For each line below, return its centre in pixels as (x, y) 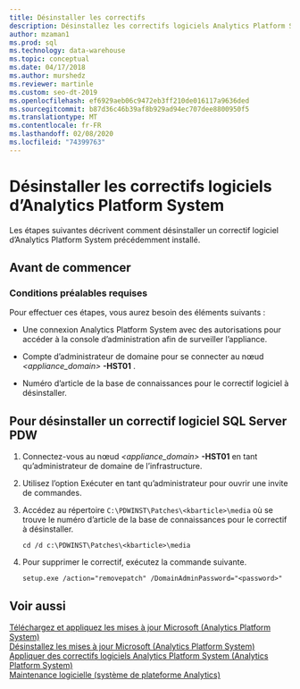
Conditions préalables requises (79, 293)
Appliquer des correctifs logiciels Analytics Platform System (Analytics (139, 656)
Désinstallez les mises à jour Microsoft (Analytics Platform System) (132, 646)
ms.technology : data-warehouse (67, 51)
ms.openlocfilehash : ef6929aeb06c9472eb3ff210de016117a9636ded (129, 101)
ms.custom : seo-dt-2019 (54, 92)
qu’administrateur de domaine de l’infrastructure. (112, 466)
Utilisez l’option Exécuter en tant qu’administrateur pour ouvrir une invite (155, 483)
